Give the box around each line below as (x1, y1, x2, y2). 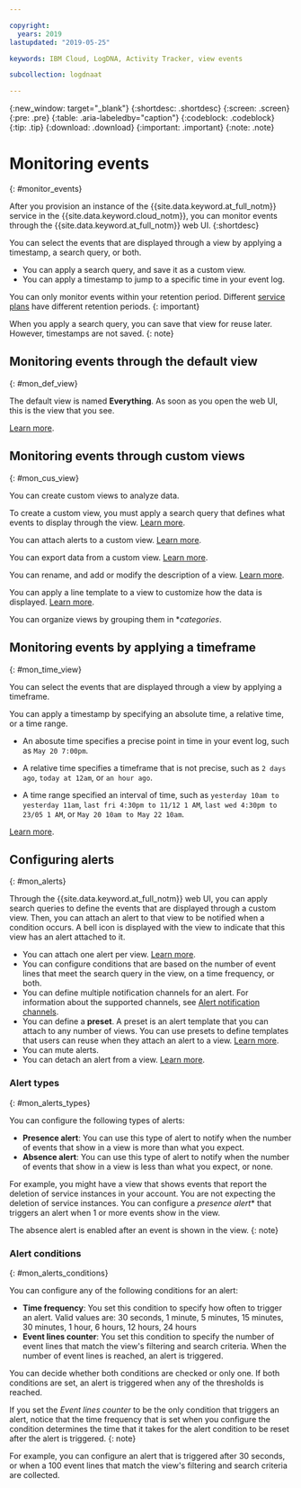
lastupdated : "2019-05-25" (9, 38, 111, 47)
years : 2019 (17, 29, 63, 39)
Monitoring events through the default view (9, 354, 258, 369)
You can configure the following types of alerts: (9, 1114, 186, 1126)
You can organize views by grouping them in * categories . (9, 613, 222, 624)
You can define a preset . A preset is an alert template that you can (22, 1016, 269, 1027)
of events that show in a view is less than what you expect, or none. (22, 1161, 274, 1172)
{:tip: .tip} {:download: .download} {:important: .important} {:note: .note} (9, 122, 275, 133)
